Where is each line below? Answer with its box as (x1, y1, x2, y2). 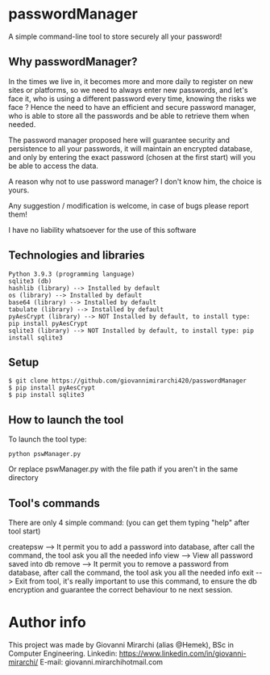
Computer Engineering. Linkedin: (8, 648, 118, 658)
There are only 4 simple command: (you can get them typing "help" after (8, 518, 250, 527)
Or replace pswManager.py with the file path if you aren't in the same (8, 464, 239, 474)
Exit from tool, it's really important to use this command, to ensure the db (15, 576, 258, 586)
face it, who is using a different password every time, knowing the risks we (8, 94, 256, 103)
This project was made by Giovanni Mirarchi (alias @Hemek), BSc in (8, 639, 234, 649)
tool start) (8, 526, 41, 536)
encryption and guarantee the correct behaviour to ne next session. (8, 585, 233, 594)
